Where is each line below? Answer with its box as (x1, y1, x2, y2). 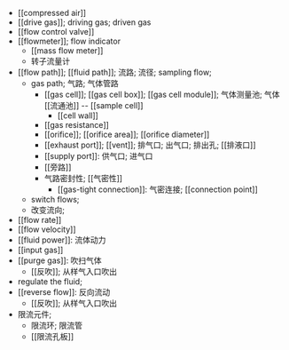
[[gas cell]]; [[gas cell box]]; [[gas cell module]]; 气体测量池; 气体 (43, 89, 281, 99)
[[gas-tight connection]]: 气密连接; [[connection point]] (57, 184, 259, 195)
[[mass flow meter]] (30, 45, 104, 56)
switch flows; (30, 195, 80, 204)
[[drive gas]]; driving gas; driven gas (17, 17, 152, 28)
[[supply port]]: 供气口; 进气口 (43, 151, 153, 161)
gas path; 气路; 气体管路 (30, 78, 120, 88)
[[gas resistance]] (43, 120, 109, 130)
